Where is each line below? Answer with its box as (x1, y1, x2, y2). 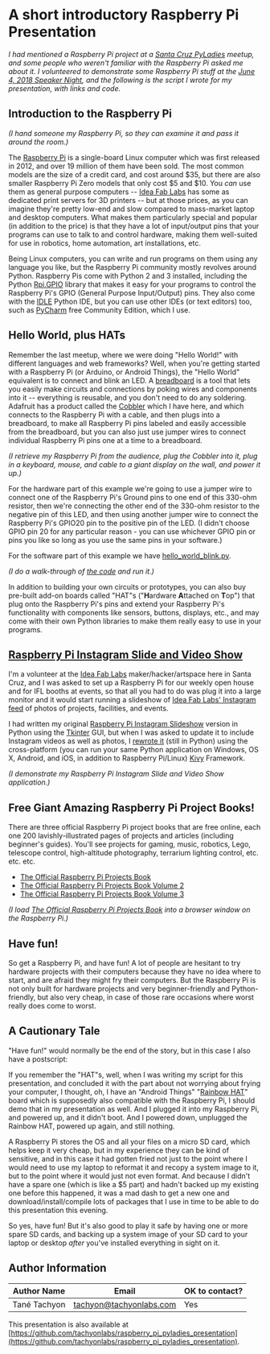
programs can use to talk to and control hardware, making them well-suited (8, 230, 258, 239)
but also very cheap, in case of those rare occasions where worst (37, 992, 255, 1002)
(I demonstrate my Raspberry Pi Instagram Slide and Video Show (8, 769, 224, 779)
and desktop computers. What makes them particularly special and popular (8, 212, 258, 222)
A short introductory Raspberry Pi (8, 6, 239, 24)
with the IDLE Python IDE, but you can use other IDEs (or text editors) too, (8, 296, 252, 306)
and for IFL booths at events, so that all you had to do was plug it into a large (8, 686, 262, 696)
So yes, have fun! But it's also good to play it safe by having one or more (8, 1220, 248, 1230)
